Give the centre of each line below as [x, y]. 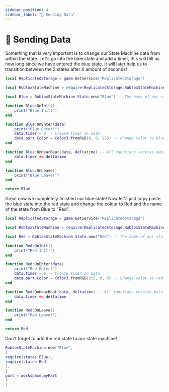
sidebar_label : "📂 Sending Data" [40, 15]
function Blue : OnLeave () [31, 171]
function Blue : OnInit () [30, 106]
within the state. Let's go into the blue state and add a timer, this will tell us [82, 59]
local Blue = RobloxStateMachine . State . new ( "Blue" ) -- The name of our [82, 97]
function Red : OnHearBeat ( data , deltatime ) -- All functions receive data [84, 292]
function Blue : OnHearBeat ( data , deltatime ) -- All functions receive [80, 152]
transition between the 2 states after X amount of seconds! [66, 69]
